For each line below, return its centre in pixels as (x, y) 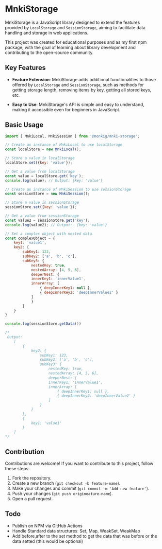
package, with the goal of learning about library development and (70, 47)
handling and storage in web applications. (47, 33)
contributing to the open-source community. (49, 53)
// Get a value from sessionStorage (42, 216)
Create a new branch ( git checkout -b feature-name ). (66, 483)
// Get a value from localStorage (40, 171)
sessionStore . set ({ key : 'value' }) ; (41, 207)
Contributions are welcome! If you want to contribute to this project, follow (79, 463)
